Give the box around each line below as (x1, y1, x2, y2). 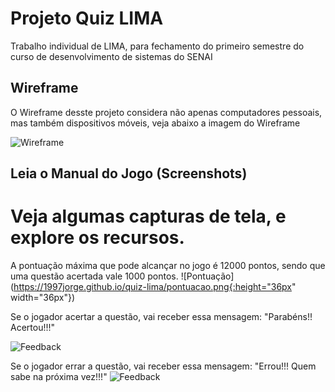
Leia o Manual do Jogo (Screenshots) (10, 165, 248, 182)
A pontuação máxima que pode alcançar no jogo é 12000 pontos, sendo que (10, 260, 326, 272)
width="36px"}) (10, 292, 76, 304)
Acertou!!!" (10, 322, 56, 334)
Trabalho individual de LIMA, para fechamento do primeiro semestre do (10, 40, 305, 52)
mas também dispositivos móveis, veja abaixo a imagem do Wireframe (10, 117, 301, 129)
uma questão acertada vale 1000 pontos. (10, 270, 179, 282)
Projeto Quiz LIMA (10, 7, 164, 30)
